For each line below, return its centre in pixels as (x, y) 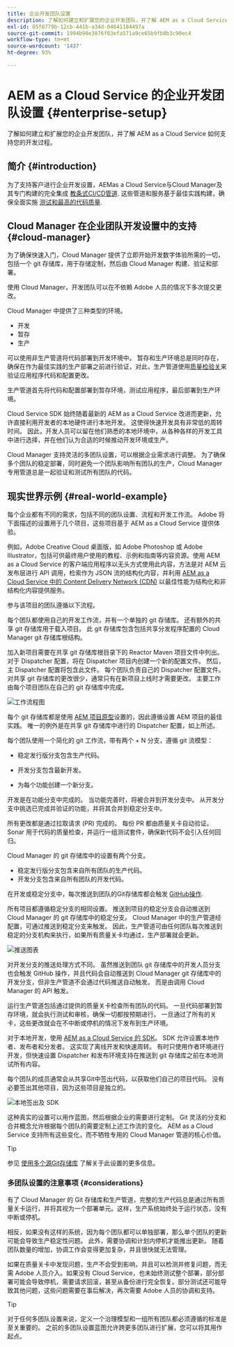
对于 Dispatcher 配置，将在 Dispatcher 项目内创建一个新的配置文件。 (106, 661)
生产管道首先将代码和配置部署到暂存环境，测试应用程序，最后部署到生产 (111, 390)
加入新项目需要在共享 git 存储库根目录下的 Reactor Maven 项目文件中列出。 (115, 653)
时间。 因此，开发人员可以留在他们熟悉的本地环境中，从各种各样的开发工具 (115, 431)
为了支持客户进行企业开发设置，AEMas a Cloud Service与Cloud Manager (112, 184)
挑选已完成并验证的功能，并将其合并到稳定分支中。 (92, 809)
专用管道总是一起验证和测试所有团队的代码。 (71, 472)
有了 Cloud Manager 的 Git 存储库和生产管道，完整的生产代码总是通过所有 (113, 1199)
